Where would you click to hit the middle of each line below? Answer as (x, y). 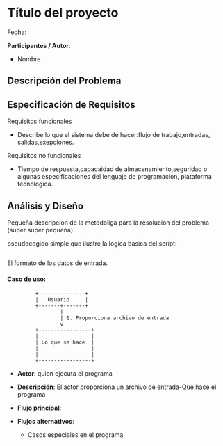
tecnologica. (35, 184)
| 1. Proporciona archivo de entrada (115, 318)
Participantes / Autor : (39, 45)
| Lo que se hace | (65, 342)
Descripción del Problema (64, 81)
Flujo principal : (39, 408)
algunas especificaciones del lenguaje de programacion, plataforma (114, 177)
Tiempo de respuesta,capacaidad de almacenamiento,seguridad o (112, 169)
